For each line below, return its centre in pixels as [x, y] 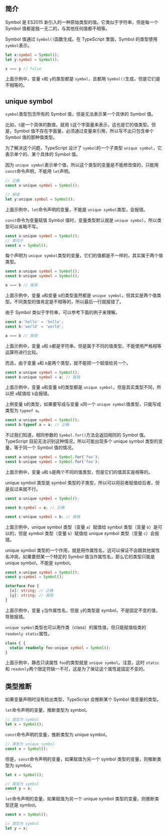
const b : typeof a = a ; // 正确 [37, 425]
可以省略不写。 [25, 226]
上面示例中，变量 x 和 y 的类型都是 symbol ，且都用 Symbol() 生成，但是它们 [81, 79]
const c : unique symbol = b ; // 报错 [43, 517]
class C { [16, 643]
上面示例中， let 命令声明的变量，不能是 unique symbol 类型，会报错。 [76, 209]
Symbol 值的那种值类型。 [31, 137]
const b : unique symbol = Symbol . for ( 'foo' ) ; [52, 462]
